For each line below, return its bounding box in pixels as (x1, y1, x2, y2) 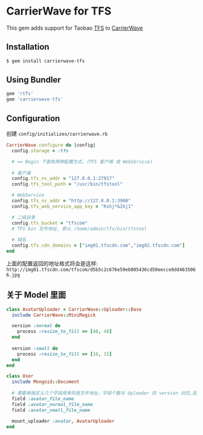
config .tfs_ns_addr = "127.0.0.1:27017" (11, 176, 115, 182)
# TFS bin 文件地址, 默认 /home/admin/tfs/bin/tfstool (11, 225, 147, 231)
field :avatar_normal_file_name (11, 401, 94, 407)
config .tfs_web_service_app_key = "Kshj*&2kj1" (11, 203, 134, 210)
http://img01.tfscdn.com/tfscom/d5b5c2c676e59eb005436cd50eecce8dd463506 (6, 267, 196, 273)
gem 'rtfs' (6, 91, 34, 97)
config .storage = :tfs (11, 147, 69, 154)
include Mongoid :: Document (11, 379, 80, 385)
